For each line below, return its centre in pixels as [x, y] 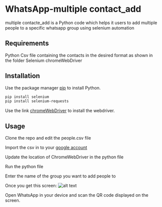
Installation [23, 76]
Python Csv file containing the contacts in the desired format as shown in [79, 55]
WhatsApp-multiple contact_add [73, 9]
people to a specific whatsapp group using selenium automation [70, 28]
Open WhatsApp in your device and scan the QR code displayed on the [77, 195]
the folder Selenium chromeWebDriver [44, 60]
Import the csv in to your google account [46, 148]
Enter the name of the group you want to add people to [60, 176]
